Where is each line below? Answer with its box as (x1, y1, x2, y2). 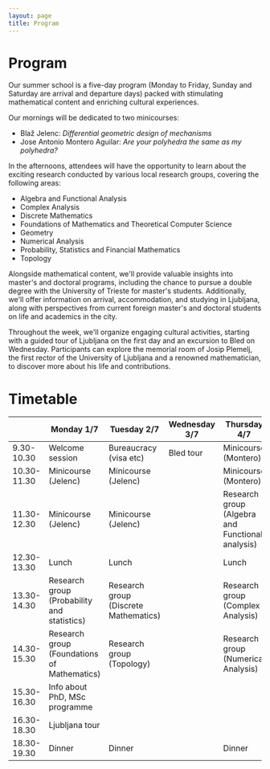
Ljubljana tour (48, 720, 100, 731)
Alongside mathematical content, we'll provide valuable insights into (8, 269, 233, 279)
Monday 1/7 (51, 423, 99, 435)
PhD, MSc (48, 692, 86, 703)
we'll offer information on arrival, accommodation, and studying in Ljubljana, (8, 295, 260, 305)
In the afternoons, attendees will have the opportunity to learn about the (8, 162, 247, 171)
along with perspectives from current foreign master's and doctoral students (8, 303, 262, 313)
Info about (48, 681, 88, 693)
